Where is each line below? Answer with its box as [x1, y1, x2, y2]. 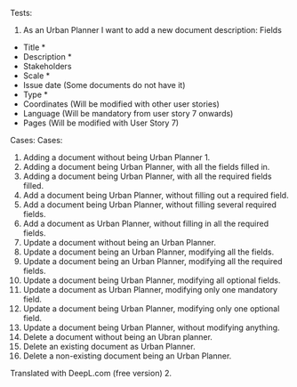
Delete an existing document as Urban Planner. [22, 342, 196, 351]
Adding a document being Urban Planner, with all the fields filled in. [22, 162, 270, 172]
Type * [22, 89, 48, 100]
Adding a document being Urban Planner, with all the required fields [22, 171, 272, 181]
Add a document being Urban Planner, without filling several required [22, 199, 277, 210]
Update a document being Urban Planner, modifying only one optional [22, 303, 280, 314]
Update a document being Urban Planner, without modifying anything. [22, 322, 280, 333]
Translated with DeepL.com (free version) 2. [10, 368, 173, 378]
